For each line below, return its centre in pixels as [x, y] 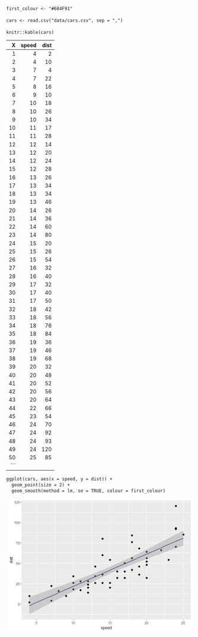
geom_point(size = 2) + [41, 485]
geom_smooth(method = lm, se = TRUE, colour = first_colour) [89, 491]
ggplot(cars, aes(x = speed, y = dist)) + [59, 479]
